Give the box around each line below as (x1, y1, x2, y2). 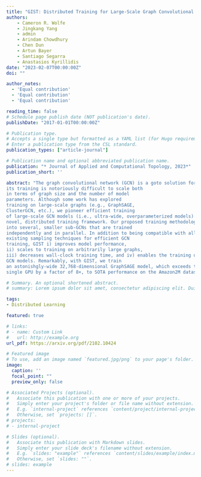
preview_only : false (11, 379, 63, 385)
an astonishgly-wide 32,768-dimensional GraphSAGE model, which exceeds (6, 263, 191, 270)
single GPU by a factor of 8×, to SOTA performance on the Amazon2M (6, 269, 181, 275)
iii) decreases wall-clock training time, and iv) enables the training (6, 252, 191, 258)
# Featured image (6, 351, 50, 357)
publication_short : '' (6, 169, 63, 175)
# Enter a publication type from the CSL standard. (6, 141, 138, 147)
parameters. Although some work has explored (6, 197, 121, 203)
